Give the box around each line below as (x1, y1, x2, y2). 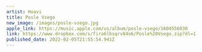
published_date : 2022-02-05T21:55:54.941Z (6, 36, 115, 42)
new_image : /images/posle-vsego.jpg (6, 20, 99, 26)
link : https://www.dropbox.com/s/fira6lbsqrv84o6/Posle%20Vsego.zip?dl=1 (6, 31, 197, 37)
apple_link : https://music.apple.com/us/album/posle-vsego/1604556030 (6, 25, 188, 32)
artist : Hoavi (6, 8, 42, 15)
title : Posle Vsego (6, 14, 56, 20)
